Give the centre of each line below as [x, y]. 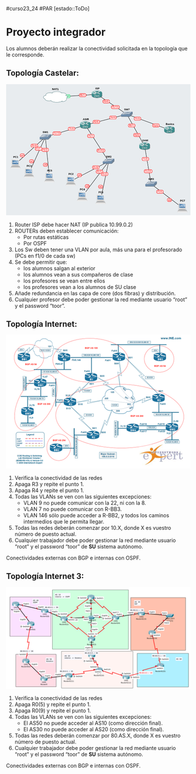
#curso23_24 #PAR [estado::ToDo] [48, 9]
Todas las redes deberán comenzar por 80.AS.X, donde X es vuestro [97, 736]
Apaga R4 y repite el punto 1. [49, 490]
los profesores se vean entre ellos [64, 281]
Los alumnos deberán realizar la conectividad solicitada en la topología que [97, 48]
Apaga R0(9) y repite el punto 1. [53, 711]
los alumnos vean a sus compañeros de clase [78, 274]
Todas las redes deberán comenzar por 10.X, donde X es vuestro [93, 527]
